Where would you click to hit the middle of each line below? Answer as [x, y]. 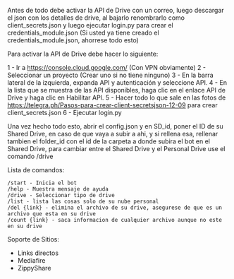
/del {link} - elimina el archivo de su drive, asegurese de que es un [115, 208]
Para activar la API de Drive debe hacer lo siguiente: [83, 54]
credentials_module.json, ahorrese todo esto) [73, 40]
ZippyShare [34, 268]
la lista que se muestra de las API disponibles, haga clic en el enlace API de [116, 90]
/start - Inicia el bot [42, 183]
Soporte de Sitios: [33, 239]
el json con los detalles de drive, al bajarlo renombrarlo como [96, 18]
